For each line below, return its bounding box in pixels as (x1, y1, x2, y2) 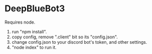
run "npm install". (11, 28, 47, 34)
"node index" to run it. (11, 44, 57, 50)
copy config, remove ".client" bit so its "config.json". (11, 34, 118, 40)
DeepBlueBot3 (4, 3, 65, 14)
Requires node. (4, 19, 35, 25)
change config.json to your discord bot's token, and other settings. (11, 39, 148, 45)
